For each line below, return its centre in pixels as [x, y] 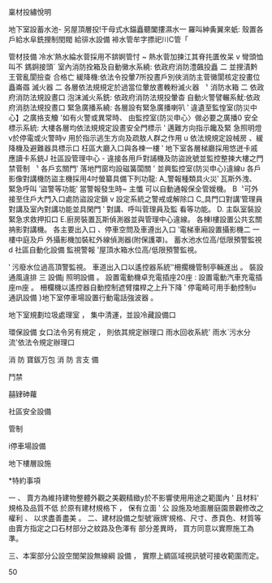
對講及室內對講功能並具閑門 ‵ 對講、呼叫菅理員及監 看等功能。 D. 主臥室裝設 [135, 209]
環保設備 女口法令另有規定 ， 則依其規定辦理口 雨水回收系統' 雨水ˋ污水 [126, 332]
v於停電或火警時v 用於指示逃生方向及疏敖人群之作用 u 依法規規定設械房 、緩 [136, 138]
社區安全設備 [30, 411]
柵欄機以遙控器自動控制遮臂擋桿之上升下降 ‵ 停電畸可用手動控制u [148, 287]
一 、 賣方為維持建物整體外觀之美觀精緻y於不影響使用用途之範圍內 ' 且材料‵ [134, 498]
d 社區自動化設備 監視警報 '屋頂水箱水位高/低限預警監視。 [105, 250]
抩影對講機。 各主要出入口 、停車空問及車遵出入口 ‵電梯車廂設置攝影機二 [130, 229]
